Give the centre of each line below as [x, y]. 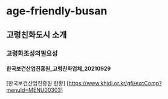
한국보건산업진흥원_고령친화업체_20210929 [59, 69]
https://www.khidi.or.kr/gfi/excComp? [115, 83]
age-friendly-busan [57, 11]
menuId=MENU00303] [35, 90]
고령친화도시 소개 [37, 34]
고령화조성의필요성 [32, 53]
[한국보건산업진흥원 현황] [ [37, 83]
